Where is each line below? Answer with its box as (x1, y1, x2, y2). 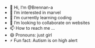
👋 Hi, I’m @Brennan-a (9, 5, 53, 10)
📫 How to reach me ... (9, 25, 55, 31)
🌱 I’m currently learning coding (9, 15, 72, 20)
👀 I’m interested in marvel (9, 10, 61, 15)
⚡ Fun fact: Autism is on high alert (9, 37, 78, 43)
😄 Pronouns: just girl (9, 32, 52, 38)
